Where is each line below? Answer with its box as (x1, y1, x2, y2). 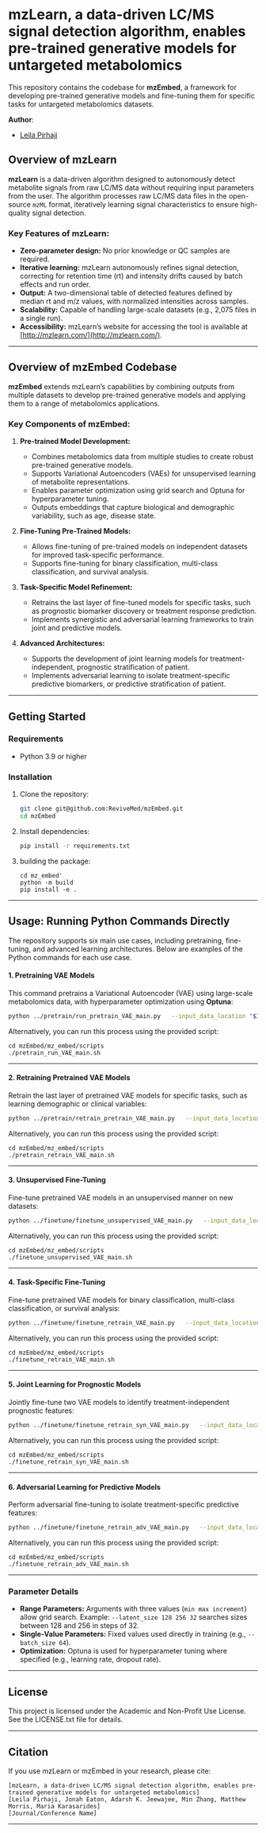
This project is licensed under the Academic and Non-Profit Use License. (8, 1706, 247, 1716)
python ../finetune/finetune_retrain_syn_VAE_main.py (8, 1422, 190, 1430)
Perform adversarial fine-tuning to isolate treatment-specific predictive (8, 1499, 239, 1510)
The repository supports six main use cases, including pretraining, (8, 936, 224, 945)
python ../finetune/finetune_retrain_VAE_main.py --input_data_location (8, 1319, 260, 1327)
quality (8, 208, 31, 218)
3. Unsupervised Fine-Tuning (8, 1175, 107, 1185)
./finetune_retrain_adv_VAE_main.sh (8, 1561, 129, 1569)
